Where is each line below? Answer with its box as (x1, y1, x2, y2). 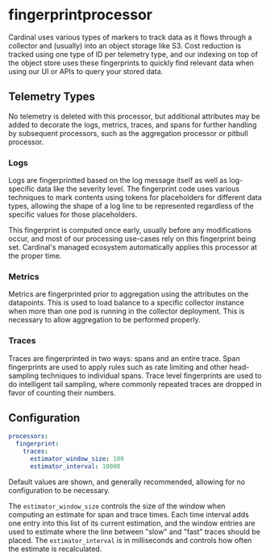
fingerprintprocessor (8, 6, 153, 24)
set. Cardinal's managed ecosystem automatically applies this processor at (8, 243, 258, 252)
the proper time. (8, 251, 62, 261)
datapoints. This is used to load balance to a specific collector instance (8, 298, 244, 308)
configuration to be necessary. (8, 485, 110, 495)
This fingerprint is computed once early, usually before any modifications (8, 226, 252, 235)
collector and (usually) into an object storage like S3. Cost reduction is (8, 40, 242, 50)
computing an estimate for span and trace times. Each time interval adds (8, 509, 250, 519)
